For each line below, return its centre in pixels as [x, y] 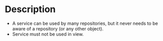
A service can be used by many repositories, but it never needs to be [85, 23]
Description [30, 9]
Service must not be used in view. [48, 34]
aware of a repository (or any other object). [58, 28]
